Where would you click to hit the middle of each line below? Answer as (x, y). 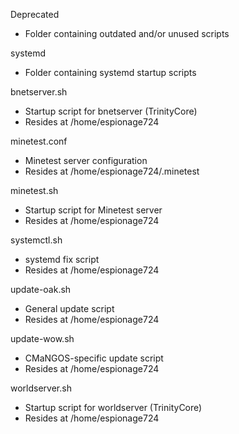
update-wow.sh (42, 338)
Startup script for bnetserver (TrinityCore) (111, 111)
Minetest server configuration (86, 160)
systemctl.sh (36, 240)
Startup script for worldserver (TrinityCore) (113, 407)
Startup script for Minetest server (93, 210)
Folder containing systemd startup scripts (110, 72)
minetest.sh (34, 190)
